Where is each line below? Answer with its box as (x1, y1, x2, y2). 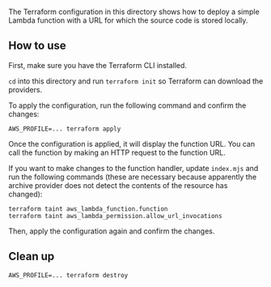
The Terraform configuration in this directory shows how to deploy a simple (8, 7, 260, 16)
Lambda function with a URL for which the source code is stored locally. (8, 15, 248, 25)
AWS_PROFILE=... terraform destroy (8, 271, 129, 279)
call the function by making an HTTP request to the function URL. (8, 148, 227, 157)
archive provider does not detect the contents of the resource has (8, 180, 228, 190)
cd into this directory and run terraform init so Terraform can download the (8, 76, 264, 86)
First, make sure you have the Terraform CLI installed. (8, 60, 188, 70)
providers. (8, 84, 43, 94)
